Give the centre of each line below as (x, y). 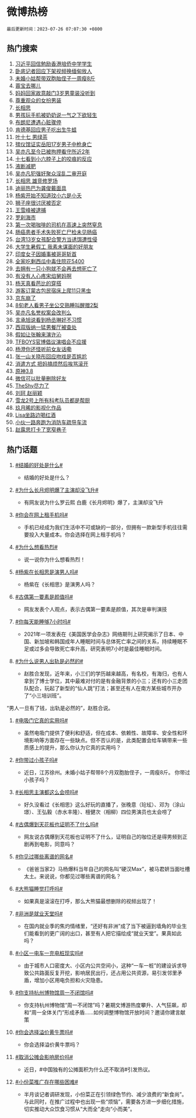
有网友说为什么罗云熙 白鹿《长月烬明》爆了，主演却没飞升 (94, 502)
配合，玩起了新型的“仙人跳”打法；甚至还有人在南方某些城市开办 (105, 688)
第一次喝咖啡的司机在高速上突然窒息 (59, 224)
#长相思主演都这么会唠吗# (46, 792)
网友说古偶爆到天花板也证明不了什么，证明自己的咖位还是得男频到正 (106, 836)
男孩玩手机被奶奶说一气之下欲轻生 (56, 115)
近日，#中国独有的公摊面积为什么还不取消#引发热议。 (88, 1069)
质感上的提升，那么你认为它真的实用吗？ (72, 747)
